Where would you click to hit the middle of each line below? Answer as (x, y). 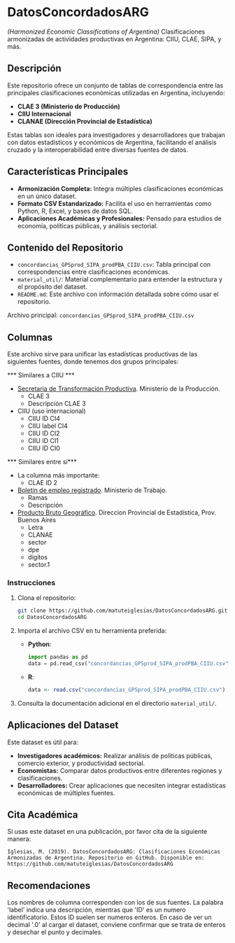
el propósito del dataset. (52, 287)
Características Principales (68, 172)
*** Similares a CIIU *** (41, 375)
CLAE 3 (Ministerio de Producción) (69, 106)
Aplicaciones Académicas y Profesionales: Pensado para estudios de (119, 218)
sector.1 (39, 565)
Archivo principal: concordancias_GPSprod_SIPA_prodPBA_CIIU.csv (101, 315)
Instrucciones (31, 583)
